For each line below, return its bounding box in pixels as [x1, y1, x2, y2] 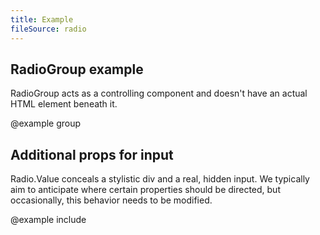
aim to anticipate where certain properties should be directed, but [10, 184, 281, 196]
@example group [10, 117, 82, 130]
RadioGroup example [10, 61, 144, 78]
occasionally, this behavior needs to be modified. [10, 194, 213, 206]
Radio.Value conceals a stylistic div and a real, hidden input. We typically [10, 173, 310, 185]
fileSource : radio [10, 24, 87, 34]
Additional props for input [10, 146, 174, 163]
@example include [10, 214, 87, 226]
